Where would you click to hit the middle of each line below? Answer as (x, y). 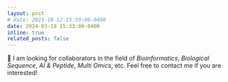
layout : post (26, 13)
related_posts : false (38, 39)
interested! (22, 73)
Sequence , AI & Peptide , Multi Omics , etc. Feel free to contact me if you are (114, 66)
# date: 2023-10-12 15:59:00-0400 (57, 20)
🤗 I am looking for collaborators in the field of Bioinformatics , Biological (108, 58)
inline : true (26, 32)
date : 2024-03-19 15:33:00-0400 (53, 26)
